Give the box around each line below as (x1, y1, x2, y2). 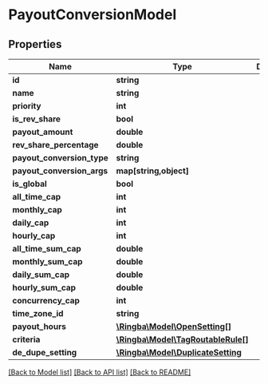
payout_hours (12, 321, 66, 332)
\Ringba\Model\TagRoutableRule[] (116, 334, 249, 345)
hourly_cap (12, 230, 56, 241)
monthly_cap (12, 204, 62, 215)
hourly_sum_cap (12, 282, 77, 293)
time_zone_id (12, 308, 64, 319)
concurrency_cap (12, 295, 80, 306)
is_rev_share (12, 113, 61, 125)
